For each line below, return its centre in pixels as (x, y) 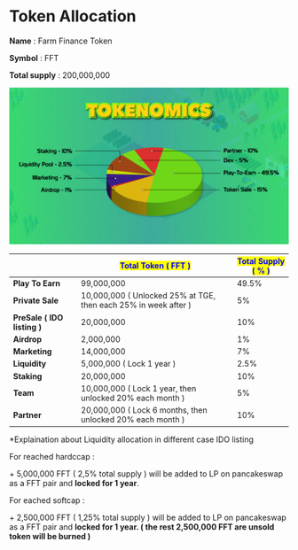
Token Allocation (73, 16)
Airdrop (27, 339)
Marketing (32, 352)
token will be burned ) (50, 536)
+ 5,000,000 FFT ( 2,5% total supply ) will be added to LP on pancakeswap (146, 473)
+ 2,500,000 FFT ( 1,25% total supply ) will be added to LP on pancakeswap (148, 517)
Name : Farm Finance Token (61, 41)
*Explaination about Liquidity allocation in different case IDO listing (132, 439)
